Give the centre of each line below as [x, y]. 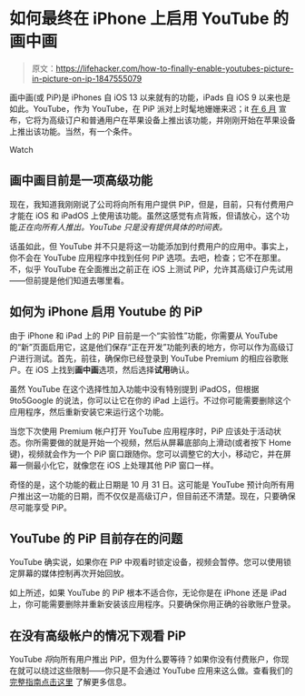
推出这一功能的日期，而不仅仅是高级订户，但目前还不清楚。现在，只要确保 [156, 496]
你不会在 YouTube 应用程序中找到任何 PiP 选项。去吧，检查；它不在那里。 [148, 257]
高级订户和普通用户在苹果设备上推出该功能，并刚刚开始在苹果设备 [172, 120]
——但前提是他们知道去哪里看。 [69, 280]
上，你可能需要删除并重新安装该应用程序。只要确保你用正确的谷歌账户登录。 [152, 604]
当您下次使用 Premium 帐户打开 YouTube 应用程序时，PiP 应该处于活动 [142, 431]
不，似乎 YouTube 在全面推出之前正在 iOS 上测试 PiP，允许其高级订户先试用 [151, 268]
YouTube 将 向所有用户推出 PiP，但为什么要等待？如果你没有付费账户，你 [145, 660]
